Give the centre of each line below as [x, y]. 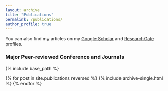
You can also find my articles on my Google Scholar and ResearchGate [80, 39]
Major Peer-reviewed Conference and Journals [65, 57]
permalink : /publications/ [34, 19]
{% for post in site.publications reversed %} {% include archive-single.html [84, 78]
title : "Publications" [29, 15]
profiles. [14, 44]
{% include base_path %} [32, 68]
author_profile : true [28, 24]
